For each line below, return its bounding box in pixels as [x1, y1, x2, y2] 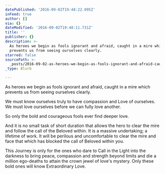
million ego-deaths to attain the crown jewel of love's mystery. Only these [5, 158, 154, 164]
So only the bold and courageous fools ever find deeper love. [5, 113, 129, 119]
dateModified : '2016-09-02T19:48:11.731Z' [5, 25, 93, 30]
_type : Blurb [5, 66, 32, 71]
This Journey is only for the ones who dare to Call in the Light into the [5, 148, 146, 153]
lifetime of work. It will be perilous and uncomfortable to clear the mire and [5, 133, 156, 139]
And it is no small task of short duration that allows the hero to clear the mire [5, 123, 160, 129]
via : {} [5, 21, 21, 26]
